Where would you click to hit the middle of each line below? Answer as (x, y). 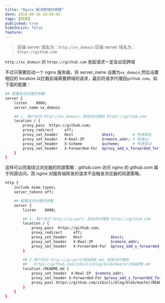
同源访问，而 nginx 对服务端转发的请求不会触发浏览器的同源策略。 (76, 174)
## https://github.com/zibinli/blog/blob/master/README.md (87, 264)
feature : (14, 32)
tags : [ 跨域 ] (18, 19)
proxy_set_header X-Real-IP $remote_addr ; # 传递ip (86, 139)
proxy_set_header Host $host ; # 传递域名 (87, 135)
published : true (22, 23)
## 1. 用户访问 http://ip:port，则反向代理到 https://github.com (87, 219)
